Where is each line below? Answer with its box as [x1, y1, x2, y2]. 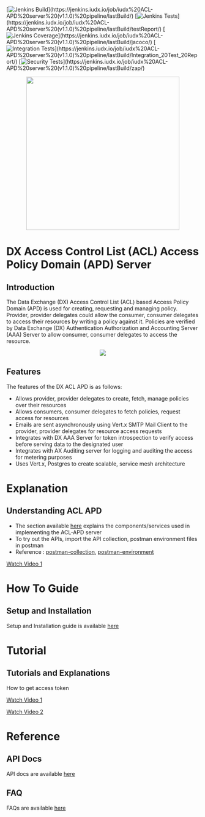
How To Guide [6, 581, 79, 595]
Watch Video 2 [6, 708, 44, 715]
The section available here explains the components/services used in [15, 522, 190, 529]
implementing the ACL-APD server [15, 528, 102, 536]
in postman [15, 542, 44, 549]
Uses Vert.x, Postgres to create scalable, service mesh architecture [15, 460, 185, 467]
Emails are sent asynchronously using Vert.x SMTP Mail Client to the [15, 421, 188, 428]
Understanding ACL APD [6, 506, 102, 516]
